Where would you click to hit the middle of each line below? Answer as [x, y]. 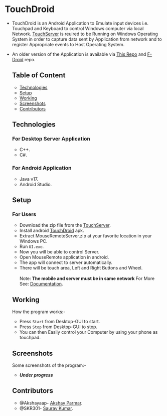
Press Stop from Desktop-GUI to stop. [58, 327]
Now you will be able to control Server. [59, 252]
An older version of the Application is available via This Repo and [79, 54]
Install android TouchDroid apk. [52, 231]
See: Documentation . [41, 284]
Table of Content [39, 76]
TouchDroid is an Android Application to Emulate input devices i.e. [80, 23]
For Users [24, 214]
